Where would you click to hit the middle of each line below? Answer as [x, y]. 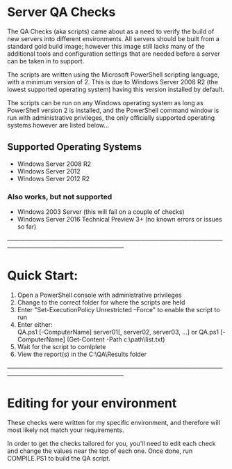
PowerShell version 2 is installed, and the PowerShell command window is [113, 110]
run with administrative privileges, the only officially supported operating [111, 117]
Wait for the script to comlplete [61, 346]
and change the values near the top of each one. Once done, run [100, 451]
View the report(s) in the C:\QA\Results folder [82, 354]
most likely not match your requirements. [66, 430]
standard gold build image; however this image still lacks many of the [106, 46]
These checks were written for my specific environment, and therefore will [114, 422]
